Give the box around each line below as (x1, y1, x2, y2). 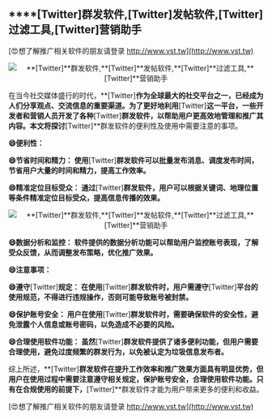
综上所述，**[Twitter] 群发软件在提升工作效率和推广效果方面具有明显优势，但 (8, 364, 264, 374)
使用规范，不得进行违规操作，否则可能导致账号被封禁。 (8, 292, 193, 301)
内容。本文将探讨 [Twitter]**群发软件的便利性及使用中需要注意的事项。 (8, 121, 243, 130)
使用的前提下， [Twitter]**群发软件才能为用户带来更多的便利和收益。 (36, 384, 264, 394)
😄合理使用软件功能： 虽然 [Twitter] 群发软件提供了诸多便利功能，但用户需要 (8, 336, 259, 346)
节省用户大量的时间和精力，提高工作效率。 (8, 165, 151, 175)
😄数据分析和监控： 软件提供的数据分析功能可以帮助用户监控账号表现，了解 (8, 237, 259, 247)
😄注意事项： (8, 264, 52, 274)
